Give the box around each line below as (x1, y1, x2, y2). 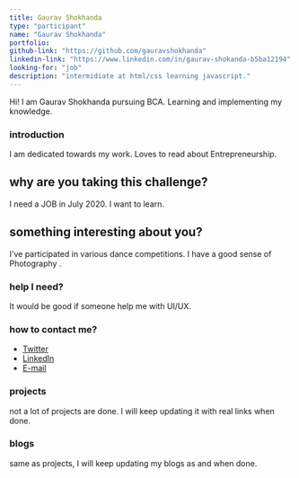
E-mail (22, 363, 47, 374)
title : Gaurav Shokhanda (9, 13, 102, 22)
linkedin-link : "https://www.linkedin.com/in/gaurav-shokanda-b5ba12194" (9, 55, 292, 64)
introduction (9, 128, 65, 140)
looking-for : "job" (9, 64, 83, 73)
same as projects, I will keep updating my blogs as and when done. (9, 457, 258, 468)
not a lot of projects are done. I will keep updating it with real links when (9, 405, 276, 416)
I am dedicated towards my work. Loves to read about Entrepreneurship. (9, 149, 277, 160)
